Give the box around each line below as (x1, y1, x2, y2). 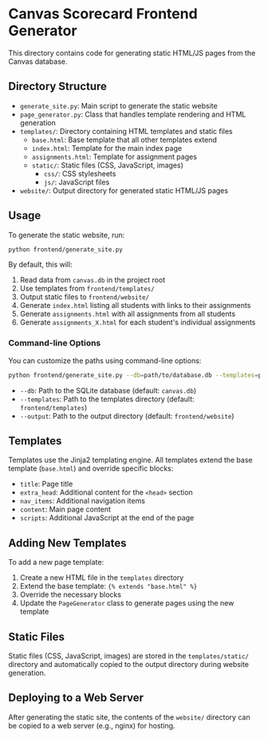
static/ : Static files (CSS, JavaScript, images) (31, 160, 183, 170)
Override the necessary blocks (19, 590, 122, 599)
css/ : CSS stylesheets (43, 168, 116, 178)
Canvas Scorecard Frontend (8, 5, 198, 23)
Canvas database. (8, 57, 68, 66)
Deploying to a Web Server (8, 691, 144, 704)
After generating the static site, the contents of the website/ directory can (8, 712, 250, 722)
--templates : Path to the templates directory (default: (19, 394, 195, 404)
